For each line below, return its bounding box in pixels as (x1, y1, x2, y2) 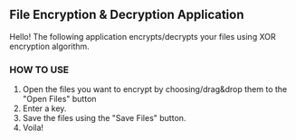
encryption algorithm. (9, 41, 91, 51)
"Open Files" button (22, 94, 97, 105)
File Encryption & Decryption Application (9, 7, 244, 23)
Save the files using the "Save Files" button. (22, 113, 186, 124)
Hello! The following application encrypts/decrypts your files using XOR (9, 31, 276, 42)
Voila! (22, 122, 43, 134)
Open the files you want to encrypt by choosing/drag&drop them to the (22, 84, 288, 95)
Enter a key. (22, 103, 67, 114)
